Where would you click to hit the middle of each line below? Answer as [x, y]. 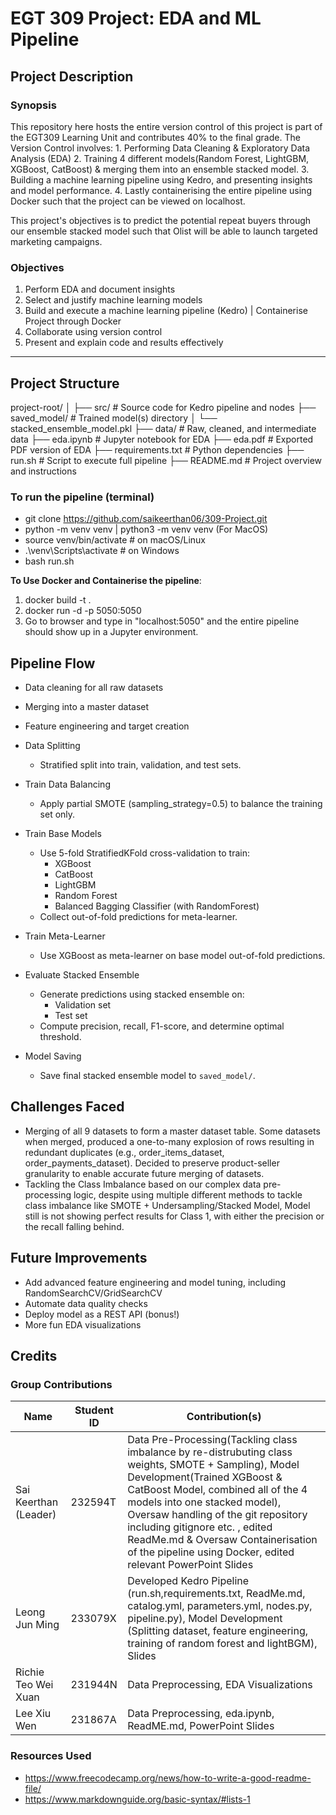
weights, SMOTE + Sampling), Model [213, 1465]
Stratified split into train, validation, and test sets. [140, 765]
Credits [34, 1356]
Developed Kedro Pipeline [188, 1581]
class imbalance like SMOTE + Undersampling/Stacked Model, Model [167, 1205]
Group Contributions [61, 1385]
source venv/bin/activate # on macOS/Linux [115, 540]
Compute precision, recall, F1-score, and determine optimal [162, 1026]
